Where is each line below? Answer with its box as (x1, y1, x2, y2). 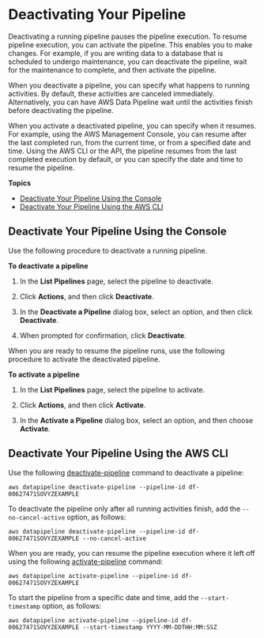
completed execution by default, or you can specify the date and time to (8, 154, 243, 163)
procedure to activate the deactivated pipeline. (8, 354, 160, 364)
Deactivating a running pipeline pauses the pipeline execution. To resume (8, 32, 247, 41)
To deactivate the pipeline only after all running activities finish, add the (8, 504, 241, 513)
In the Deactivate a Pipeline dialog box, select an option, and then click (19, 306, 253, 317)
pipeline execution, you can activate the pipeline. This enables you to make (8, 39, 253, 49)
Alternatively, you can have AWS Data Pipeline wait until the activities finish (8, 97, 253, 107)
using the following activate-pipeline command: (8, 557, 164, 566)
